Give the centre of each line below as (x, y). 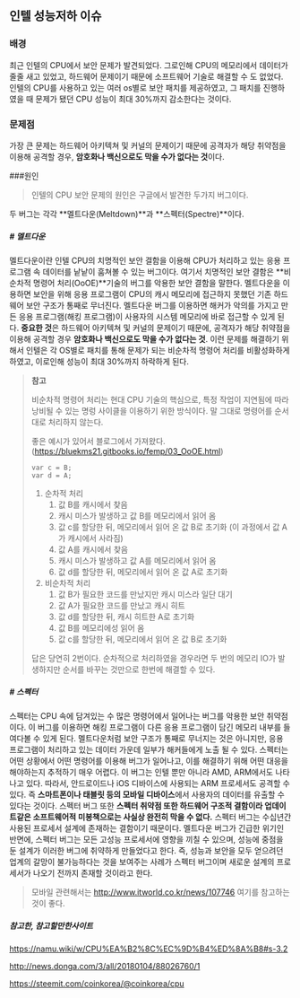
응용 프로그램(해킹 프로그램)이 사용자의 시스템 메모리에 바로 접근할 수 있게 (147, 316)
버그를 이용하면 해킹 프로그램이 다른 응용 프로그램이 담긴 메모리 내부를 (159, 727)
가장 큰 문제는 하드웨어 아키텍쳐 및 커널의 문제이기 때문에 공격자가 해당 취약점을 (148, 145)
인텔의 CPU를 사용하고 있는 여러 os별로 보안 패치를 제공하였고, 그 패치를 (135, 87)
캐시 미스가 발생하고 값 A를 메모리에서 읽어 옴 (137, 560)
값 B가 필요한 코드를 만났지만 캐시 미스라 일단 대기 (145, 594)
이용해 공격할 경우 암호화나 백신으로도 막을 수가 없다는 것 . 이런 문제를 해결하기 (145, 338)
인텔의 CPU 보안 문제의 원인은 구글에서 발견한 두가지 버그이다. (140, 195)
